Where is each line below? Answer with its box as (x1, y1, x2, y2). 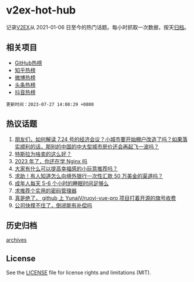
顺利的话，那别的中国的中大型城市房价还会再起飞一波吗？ (19, 143, 159, 150)
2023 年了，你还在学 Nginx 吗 (14, 157, 88, 164)
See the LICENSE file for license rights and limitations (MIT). (6, 269, 152, 276)
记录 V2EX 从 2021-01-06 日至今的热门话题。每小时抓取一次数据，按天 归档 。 (6, 23, 190, 31)
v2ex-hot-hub (6, 4, 76, 17)
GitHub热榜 (14, 59, 42, 66)
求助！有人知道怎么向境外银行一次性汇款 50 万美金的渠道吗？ (14, 172, 163, 179)
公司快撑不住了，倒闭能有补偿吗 (14, 202, 92, 209)
